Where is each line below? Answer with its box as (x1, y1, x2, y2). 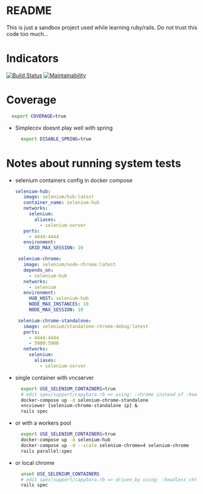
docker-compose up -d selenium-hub (21, 437, 111, 443)
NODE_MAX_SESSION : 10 (28, 307, 84, 313)
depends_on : (23, 267, 54, 273)
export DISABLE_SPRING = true (21, 136, 92, 142)
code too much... (6, 30, 49, 37)
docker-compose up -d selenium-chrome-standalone (21, 397, 148, 403)
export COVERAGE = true (12, 113, 67, 119)
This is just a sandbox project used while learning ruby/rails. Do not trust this (6, 24, 198, 31)
